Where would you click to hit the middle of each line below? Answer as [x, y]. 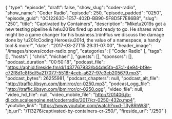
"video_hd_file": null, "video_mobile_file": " [50, 95]
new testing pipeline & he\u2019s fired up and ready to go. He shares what [84, 29]
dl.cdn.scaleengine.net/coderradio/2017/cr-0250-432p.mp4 [69, 100]
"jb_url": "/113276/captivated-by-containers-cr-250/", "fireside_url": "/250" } [86, 111]
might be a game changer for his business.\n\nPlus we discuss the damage [85, 35]
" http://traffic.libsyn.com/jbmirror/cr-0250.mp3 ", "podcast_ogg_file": [78, 84]
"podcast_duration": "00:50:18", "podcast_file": [55, 62]
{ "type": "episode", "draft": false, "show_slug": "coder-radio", [71, 7]
